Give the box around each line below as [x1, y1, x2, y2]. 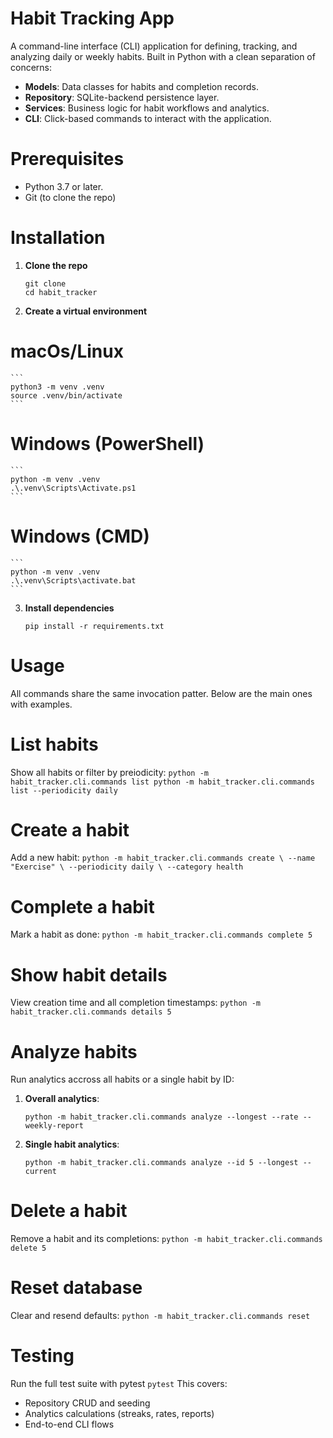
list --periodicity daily [10, 785, 118, 796]
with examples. [10, 698, 73, 710]
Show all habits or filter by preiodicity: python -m [10, 766, 209, 778]
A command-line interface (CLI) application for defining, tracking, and [10, 40, 298, 52]
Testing [10, 1345, 75, 1367]
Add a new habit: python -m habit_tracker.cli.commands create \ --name [10, 852, 316, 864]
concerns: [10, 61, 53, 73]
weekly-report [24, 1121, 84, 1131]
